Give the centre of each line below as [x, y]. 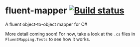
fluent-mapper [36, 11]
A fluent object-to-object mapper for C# [46, 24]
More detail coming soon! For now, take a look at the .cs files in [70, 34]
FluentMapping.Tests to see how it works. [48, 39]
